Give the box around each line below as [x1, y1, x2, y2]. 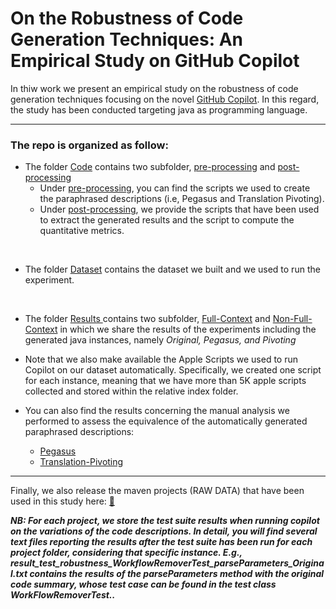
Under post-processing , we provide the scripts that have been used [39, 203, 320, 216]
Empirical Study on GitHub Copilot [10, 50, 300, 72]
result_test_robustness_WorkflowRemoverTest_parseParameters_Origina [10, 557, 325, 569]
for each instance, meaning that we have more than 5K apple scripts [24, 375, 307, 387]
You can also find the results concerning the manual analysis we [24, 405, 290, 417]
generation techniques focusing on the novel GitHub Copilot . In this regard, [10, 93, 320, 105]
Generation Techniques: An [10, 28, 244, 51]
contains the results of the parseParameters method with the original [29, 568, 325, 580]
